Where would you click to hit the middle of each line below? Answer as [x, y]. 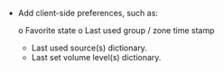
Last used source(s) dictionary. [89, 48]
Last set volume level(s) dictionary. [96, 57]
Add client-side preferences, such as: [88, 13]
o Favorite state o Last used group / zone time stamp [116, 30]
